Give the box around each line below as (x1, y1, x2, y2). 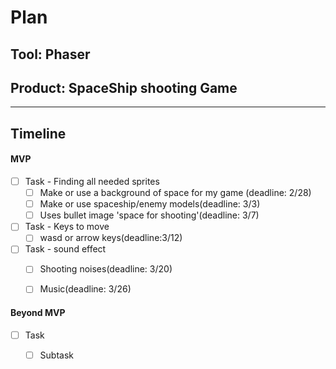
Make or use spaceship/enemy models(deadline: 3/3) (39, 198, 261, 210)
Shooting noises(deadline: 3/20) (39, 263, 173, 275)
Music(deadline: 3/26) (39, 283, 132, 295)
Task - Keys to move (24, 221, 110, 233)
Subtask (39, 349, 74, 361)
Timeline (10, 125, 67, 142)
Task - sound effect (24, 243, 107, 255)
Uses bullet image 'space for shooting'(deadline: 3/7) (39, 209, 260, 221)
